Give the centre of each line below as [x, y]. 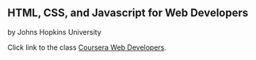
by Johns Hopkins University [55, 32]
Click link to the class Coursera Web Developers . [87, 47]
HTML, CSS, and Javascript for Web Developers [128, 13]
